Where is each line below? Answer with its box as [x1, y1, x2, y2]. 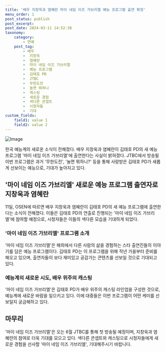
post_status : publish [5, 16, 50, 21]
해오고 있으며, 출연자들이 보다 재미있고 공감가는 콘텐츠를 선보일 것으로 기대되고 [5, 254, 158, 260]
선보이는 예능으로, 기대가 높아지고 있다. [10, 164, 86, 171]
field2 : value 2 [14, 122, 48, 127]
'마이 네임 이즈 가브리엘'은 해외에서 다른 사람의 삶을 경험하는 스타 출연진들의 [5, 242, 152, 248]
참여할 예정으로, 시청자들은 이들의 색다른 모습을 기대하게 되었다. [15, 216, 139, 222]
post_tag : [14, 44, 35, 49]
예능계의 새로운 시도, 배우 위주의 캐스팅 [5, 274, 93, 281]
